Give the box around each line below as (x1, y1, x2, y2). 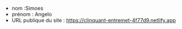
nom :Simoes (11, 5, 44, 11)
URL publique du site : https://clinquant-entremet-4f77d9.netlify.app (11, 17, 176, 23)
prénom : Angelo (11, 11, 52, 18)
